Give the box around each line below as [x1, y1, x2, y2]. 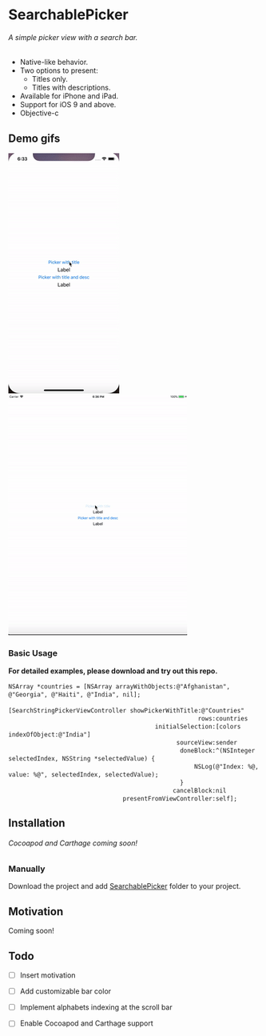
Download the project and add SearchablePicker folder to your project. [8, 881, 241, 891]
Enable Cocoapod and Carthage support [19, 1018, 153, 1028]
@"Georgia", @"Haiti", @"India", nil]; [8, 690, 141, 698]
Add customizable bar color [19, 986, 112, 996]
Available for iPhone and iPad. [19, 91, 119, 101]
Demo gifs [8, 131, 61, 145]
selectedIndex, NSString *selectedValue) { [8, 754, 156, 762]
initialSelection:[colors [154, 722, 241, 730]
